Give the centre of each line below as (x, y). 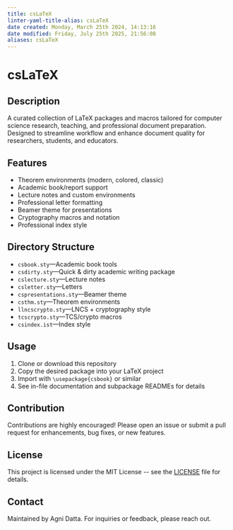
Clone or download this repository (67, 363)
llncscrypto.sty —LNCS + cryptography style (84, 309)
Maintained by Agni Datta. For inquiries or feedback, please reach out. (109, 519)
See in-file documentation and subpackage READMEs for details (111, 386)
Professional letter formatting (60, 202)
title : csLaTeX (30, 14)
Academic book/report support (62, 187)
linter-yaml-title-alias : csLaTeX (58, 20)
